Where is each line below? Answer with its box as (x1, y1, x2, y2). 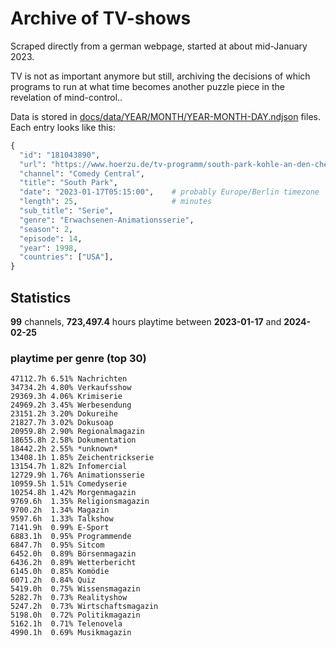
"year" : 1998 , (19, 243, 78, 253)
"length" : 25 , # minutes (19, 197, 213, 207)
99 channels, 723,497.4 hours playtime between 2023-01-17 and (10, 316, 282, 327)
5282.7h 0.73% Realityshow (10, 593, 128, 603)
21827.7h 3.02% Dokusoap (10, 418, 114, 428)
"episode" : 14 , (19, 233, 83, 244)
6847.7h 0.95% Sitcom (10, 540, 105, 551)
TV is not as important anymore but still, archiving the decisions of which (10, 70, 311, 82)
